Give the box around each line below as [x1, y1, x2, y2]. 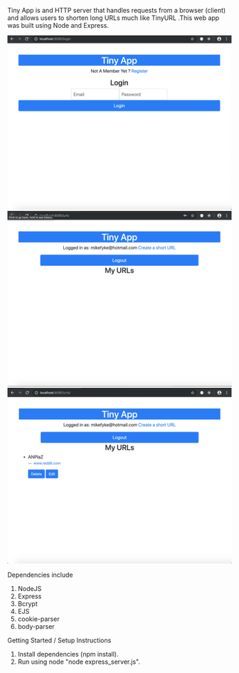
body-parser [17, 622, 55, 630]
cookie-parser [17, 615, 60, 623]
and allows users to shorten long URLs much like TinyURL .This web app [7, 14, 220, 22]
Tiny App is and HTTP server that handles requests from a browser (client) [7, 6, 226, 14]
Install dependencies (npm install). [17, 649, 119, 658]
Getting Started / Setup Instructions [7, 636, 112, 644]
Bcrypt [17, 599, 38, 608]
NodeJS [17, 584, 42, 592]
